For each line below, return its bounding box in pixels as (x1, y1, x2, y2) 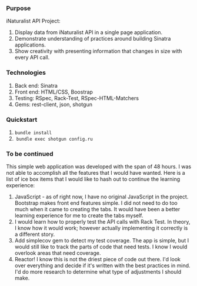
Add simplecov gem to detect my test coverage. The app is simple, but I (14, 237, 189, 244)
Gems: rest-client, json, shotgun (14, 101, 93, 108)
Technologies (6, 69, 46, 77)
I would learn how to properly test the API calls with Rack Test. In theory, (14, 218, 191, 225)
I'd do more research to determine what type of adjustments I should (14, 268, 181, 275)
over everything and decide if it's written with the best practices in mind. (14, 262, 191, 269)
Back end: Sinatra (14, 82, 58, 89)
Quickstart (6, 115, 38, 124)
